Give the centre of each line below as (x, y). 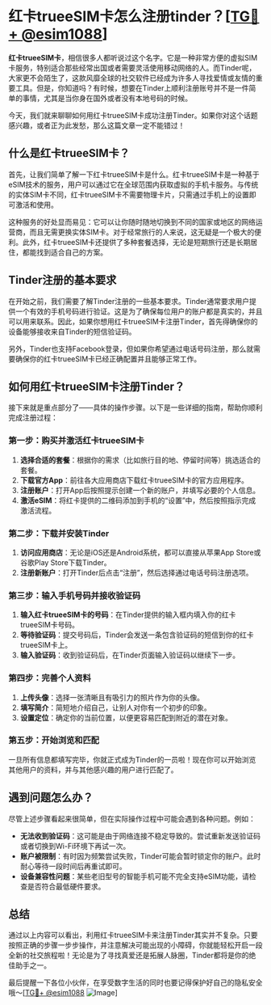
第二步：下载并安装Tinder (59, 533)
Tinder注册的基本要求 (63, 280)
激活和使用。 (36, 205)
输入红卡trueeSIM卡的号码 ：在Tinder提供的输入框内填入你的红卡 (128, 614)
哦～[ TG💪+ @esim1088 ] (63, 993)
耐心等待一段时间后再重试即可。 (73, 866)
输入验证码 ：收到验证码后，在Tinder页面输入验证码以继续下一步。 (130, 655)
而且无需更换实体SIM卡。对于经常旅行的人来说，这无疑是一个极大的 (142, 232)
